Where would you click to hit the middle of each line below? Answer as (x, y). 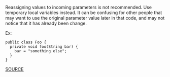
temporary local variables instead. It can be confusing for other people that (84, 13)
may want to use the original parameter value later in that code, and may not (85, 18)
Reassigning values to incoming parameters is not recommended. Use (79, 7)
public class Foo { (26, 42)
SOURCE (14, 69)
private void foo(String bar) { (44, 47)
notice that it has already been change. (46, 23)
